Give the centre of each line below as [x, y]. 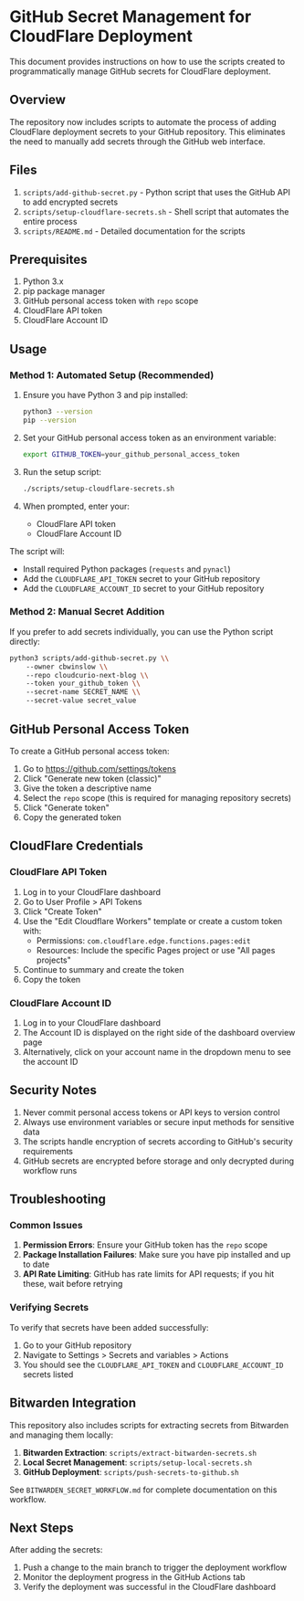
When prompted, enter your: [76, 506]
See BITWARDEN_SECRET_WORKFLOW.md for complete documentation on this [143, 1490]
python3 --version [58, 412]
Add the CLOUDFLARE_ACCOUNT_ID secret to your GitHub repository [143, 588]
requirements [47, 1151]
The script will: [37, 551]
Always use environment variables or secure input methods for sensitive [158, 1122]
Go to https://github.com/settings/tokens [99, 768]
